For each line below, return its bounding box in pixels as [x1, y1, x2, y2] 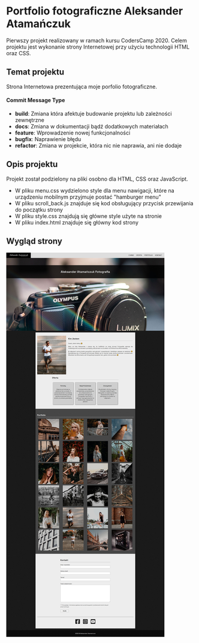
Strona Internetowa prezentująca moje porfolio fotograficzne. [6, 83, 158, 90]
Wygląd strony [6, 236, 63, 247]
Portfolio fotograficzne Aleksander [6, 4, 183, 18]
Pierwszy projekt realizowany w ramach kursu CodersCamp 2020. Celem [6, 37, 188, 44]
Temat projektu [6, 67, 65, 77]
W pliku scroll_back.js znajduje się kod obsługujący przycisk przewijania [14, 199, 194, 207]
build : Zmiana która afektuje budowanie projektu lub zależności [14, 110, 172, 117]
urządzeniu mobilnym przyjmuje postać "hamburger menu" [14, 193, 162, 201]
